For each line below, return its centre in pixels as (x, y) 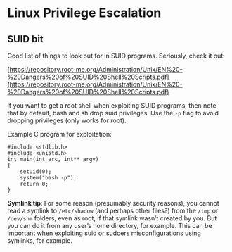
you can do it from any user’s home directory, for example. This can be (110, 226)
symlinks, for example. (40, 240)
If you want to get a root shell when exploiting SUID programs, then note (112, 106)
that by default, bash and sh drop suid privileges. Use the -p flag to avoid (113, 113)
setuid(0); (36, 172)
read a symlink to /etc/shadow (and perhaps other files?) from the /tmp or (113, 210)
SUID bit (25, 39)
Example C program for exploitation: (60, 134)
